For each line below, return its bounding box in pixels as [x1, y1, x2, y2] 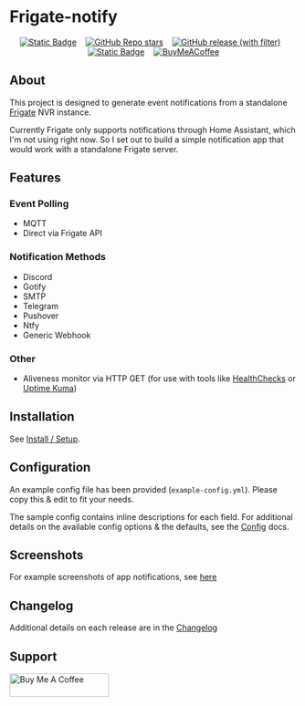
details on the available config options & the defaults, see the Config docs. [9, 521, 289, 532]
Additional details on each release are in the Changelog [9, 622, 217, 633]
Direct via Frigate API [22, 228, 103, 239]
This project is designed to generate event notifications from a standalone [9, 97, 288, 108]
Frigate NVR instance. [9, 107, 91, 118]
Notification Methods [9, 251, 107, 264]
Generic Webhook [22, 329, 91, 340]
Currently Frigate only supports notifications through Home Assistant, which [9, 124, 297, 135]
